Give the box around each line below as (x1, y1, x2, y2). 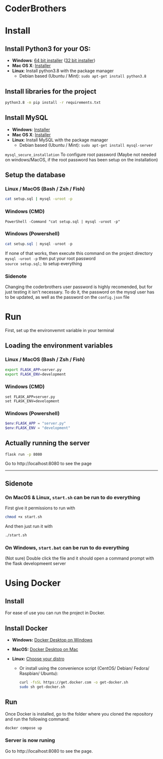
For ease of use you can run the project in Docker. (5, 610, 105, 616)
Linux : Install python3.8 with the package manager (12, 68, 114, 74)
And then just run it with (5, 523, 53, 529)
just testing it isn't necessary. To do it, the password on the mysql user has (5, 289, 154, 295)
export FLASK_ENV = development (5, 371, 66, 377)
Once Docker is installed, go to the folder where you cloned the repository (5, 711, 153, 717)
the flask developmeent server (5, 561, 66, 566)
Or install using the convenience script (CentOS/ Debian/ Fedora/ (19, 665, 149, 671)
